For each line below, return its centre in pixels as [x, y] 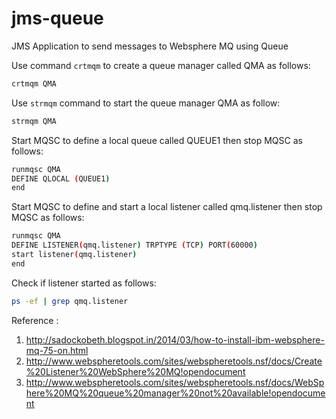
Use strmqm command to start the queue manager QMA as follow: [146, 103]
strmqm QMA [34, 121]
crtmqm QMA [34, 83]
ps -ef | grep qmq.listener [70, 301]
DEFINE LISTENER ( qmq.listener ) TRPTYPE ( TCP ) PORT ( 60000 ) [134, 245]
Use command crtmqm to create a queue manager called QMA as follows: [161, 65]
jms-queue [57, 18]
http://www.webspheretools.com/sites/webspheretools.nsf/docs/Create [174, 361]
